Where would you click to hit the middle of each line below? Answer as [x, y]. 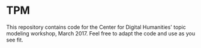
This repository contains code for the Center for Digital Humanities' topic [96, 27]
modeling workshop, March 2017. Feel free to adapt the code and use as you [101, 33]
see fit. [15, 40]
